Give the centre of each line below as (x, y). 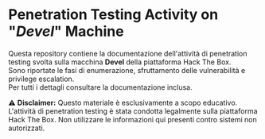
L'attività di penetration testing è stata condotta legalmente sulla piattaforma (133, 111)
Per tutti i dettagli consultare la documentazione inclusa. (100, 87)
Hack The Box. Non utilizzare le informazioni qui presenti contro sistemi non (132, 119)
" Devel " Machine (66, 31)
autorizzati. (27, 128)
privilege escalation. (41, 79)
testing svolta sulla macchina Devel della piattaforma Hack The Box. (120, 62)
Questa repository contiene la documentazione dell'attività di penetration (128, 53)
